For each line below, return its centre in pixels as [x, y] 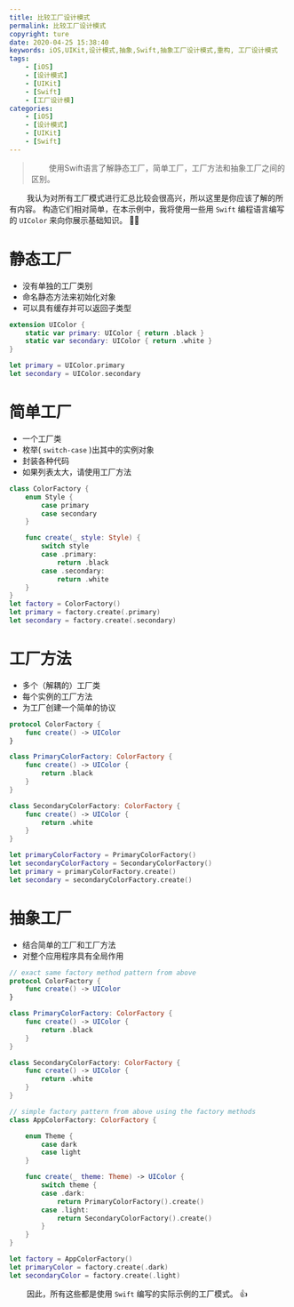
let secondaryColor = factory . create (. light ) [95, 1275]
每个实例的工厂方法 [57, 696]
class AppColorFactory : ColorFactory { [83, 1120]
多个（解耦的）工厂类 [61, 685]
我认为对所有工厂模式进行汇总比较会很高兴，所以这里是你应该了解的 [151, 197]
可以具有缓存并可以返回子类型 [76, 308]
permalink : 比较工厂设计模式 [58, 26]
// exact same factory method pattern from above [103, 973]
